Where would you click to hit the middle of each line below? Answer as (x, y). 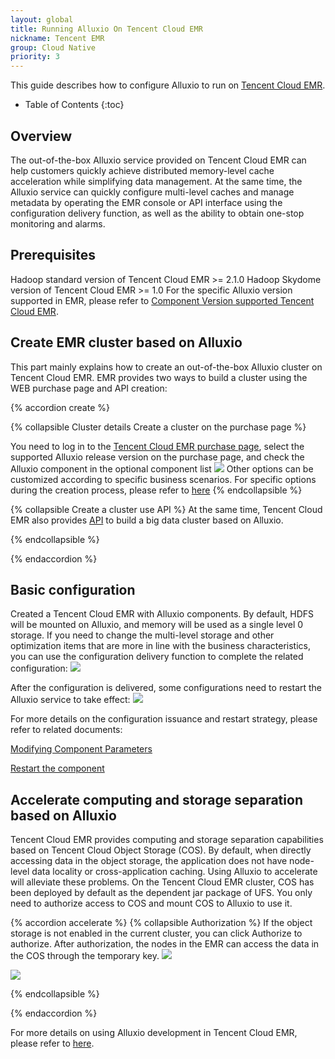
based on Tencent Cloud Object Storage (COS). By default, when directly (161, 850)
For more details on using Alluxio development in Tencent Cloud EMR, (154, 1033)
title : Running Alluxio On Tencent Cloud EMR (106, 29)
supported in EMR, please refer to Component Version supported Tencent (162, 300)
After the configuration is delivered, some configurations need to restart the (166, 688)
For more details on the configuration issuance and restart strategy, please (164, 719)
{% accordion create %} (60, 407)
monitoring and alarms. (58, 223)
